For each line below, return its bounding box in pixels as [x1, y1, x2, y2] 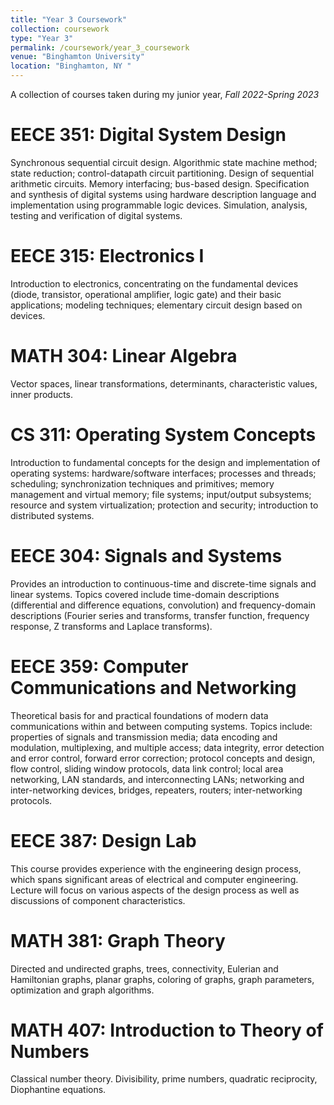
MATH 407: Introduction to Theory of [10, 1019, 324, 1041]
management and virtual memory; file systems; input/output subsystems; [10, 488, 312, 500]
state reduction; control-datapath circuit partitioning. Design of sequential [10, 167, 315, 179]
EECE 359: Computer [10, 655, 189, 678]
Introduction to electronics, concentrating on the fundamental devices [10, 277, 299, 290]
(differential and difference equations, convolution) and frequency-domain [10, 599, 317, 611]
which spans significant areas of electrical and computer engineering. [10, 873, 299, 885]
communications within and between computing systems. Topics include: [10, 720, 313, 732]
